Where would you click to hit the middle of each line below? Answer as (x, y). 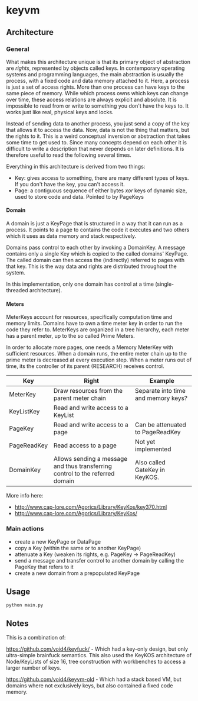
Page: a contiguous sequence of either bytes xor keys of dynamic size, (101, 190)
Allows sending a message (90, 459)
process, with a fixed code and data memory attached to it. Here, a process (98, 80)
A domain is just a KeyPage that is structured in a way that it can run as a (95, 224)
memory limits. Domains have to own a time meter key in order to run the (94, 324)
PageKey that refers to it (44, 567)
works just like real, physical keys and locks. (60, 112)
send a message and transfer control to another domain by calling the (99, 560)
